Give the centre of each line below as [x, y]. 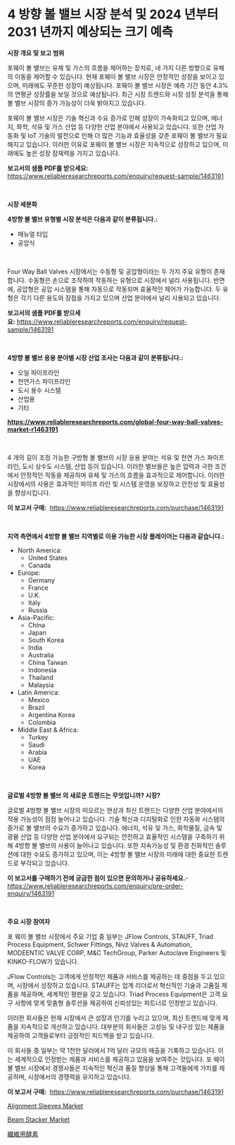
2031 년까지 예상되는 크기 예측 [90, 32]
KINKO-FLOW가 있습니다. [43, 961]
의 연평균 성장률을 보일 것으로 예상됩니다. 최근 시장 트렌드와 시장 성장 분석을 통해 [118, 94]
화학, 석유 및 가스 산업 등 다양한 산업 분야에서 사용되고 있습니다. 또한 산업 [116, 127]
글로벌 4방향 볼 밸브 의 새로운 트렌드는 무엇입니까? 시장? [84, 795]
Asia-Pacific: [36, 617]
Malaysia [41, 685]
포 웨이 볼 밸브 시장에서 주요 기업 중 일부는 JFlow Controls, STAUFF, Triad [110, 936]
